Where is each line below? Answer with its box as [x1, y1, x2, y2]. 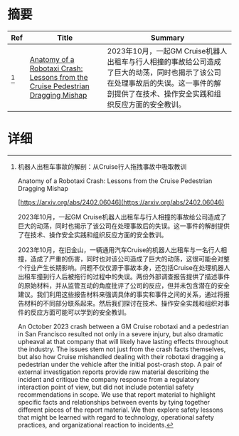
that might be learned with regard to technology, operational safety [17, 412, 215, 421]
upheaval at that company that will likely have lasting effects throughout [17, 337, 229, 346]
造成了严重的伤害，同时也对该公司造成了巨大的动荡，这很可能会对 [30, 254, 224, 263]
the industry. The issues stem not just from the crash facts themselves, [17, 345, 226, 353]
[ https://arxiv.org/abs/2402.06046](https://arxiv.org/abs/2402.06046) [17, 197, 225, 207]
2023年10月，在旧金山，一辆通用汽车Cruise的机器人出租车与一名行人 [17, 245, 221, 254]
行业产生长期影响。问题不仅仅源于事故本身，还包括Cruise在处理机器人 [23, 263, 230, 271]
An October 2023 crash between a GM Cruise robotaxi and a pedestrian [17, 322, 229, 331]
